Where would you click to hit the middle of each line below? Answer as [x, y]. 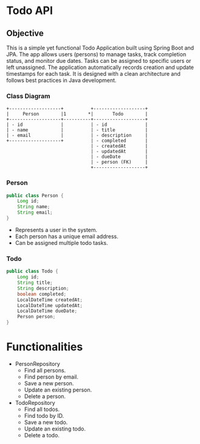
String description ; [43, 288]
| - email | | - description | [77, 136]
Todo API [30, 11]
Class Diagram [28, 96]
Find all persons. [45, 370]
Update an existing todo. [55, 429]
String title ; [35, 283]
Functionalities [45, 347]
